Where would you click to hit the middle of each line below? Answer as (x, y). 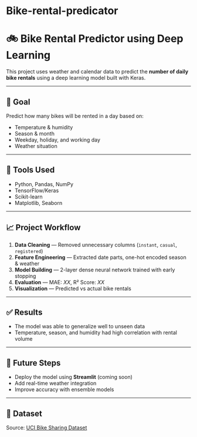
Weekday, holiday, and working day (57, 140)
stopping (25, 276)
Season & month (34, 133)
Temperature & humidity (44, 127)
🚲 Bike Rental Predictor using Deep (95, 39)
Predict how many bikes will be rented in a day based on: (75, 116)
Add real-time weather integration (55, 384)
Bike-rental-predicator (62, 11)
